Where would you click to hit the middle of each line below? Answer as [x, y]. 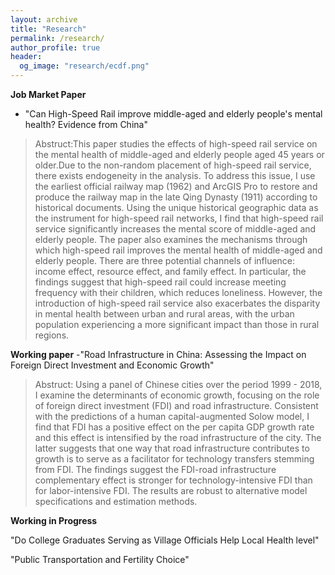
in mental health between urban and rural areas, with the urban [164, 314]
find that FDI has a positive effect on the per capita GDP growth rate [174, 427]
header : [26, 57]
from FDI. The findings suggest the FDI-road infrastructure [155, 469]
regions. [52, 335]
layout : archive [44, 19]
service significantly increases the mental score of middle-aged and [175, 229]
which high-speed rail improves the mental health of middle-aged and [178, 250]
